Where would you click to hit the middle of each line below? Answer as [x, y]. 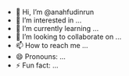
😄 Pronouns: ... [41, 57]
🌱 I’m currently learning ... [57, 28]
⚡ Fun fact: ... [37, 65]
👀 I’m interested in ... [48, 20]
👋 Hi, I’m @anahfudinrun [55, 12]
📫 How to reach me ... [52, 45]
